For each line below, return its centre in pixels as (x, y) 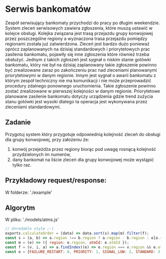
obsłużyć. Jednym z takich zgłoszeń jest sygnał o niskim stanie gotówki (78, 59)
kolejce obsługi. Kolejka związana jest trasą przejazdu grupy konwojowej (79, 33)
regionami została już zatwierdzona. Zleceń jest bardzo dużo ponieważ (77, 43)
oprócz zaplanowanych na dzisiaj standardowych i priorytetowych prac (78, 49)
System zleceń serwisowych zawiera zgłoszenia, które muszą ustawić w (79, 28)
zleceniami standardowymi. (33, 107)
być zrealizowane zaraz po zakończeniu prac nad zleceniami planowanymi (81, 70)
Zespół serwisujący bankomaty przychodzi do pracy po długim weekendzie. (83, 23)
